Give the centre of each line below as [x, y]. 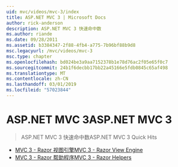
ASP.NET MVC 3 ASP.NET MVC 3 [89, 120]
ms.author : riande [29, 34]
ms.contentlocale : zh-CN [37, 79]
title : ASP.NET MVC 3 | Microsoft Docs [56, 17]
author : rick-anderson [35, 23]
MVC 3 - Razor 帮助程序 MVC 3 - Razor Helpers [73, 157]
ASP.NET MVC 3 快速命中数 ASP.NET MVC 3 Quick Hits [89, 137]
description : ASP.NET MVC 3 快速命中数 [54, 29]
